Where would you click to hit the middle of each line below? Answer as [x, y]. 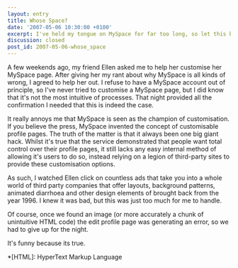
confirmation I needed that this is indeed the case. [81, 105]
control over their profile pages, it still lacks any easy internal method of [112, 149]
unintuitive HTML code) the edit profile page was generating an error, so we [118, 222]
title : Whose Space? [38, 21]
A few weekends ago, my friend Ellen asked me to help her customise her [114, 67]
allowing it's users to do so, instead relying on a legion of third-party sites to [119, 156]
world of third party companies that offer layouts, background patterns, [111, 185]
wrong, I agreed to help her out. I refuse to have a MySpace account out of [117, 82]
